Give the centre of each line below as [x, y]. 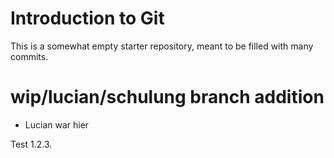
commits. [29, 56]
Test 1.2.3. [31, 144]
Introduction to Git [87, 18]
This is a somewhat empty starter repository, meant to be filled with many [162, 46]
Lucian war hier [57, 124]
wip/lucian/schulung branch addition [167, 97]
